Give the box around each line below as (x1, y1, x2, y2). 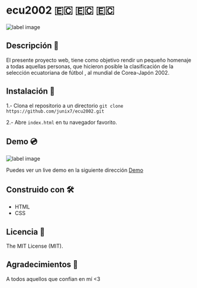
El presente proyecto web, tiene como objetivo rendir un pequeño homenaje (6, 56, 192, 63)
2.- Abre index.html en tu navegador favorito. (6, 119, 117, 126)
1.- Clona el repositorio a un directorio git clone (6, 102, 124, 109)
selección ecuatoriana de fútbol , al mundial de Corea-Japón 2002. (6, 69, 170, 76)
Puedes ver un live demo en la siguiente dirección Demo (6, 167, 144, 174)
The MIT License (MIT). (6, 242, 63, 249)
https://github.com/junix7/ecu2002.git (6, 108, 105, 114)
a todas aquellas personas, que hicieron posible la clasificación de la (6, 63, 173, 70)
